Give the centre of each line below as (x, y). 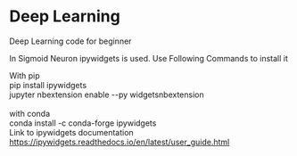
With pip (25, 75)
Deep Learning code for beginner (70, 41)
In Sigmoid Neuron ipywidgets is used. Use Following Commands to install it (148, 58)
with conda (30, 113)
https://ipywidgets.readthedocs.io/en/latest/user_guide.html (120, 142)
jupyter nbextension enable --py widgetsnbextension (107, 94)
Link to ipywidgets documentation (71, 132)
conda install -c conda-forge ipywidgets (83, 123)
